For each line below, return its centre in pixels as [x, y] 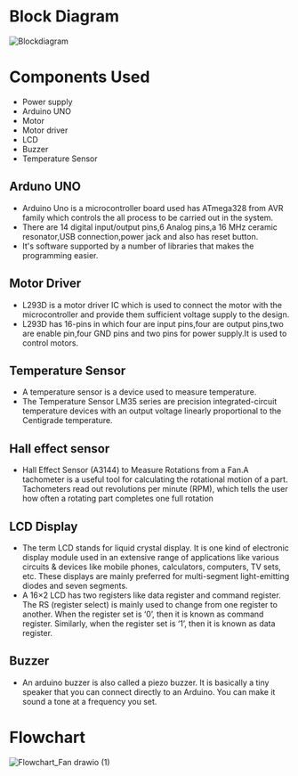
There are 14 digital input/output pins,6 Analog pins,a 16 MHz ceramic [150, 227]
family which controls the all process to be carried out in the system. [148, 217]
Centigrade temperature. [67, 421]
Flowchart [48, 737]
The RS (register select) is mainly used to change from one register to [150, 604]
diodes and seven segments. [75, 585]
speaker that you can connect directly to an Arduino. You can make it [149, 691]
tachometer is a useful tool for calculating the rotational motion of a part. [155, 479]
